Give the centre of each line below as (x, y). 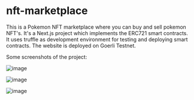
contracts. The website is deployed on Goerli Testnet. (71, 46)
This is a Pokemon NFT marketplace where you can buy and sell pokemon (96, 27)
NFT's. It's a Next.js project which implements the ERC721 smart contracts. (97, 33)
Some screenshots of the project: (47, 57)
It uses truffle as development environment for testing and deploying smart (97, 39)
